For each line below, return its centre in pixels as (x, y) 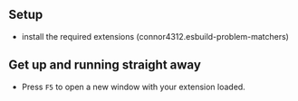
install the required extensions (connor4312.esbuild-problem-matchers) (155, 36)
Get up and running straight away (105, 65)
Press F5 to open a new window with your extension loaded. (133, 87)
